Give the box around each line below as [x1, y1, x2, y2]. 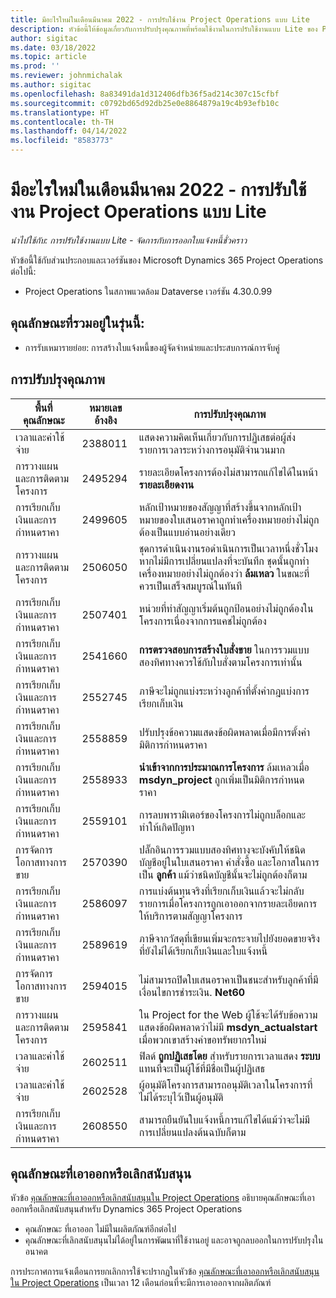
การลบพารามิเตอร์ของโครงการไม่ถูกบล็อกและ [138, 807, 307, 821]
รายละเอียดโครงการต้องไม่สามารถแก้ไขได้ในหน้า [138, 465, 318, 479]
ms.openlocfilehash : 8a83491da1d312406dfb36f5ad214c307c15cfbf [10, 89, 280, 99]
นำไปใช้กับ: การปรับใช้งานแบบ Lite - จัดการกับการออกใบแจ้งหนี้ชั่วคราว [10, 234, 248, 246]
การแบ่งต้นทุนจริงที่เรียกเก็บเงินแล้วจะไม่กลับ [138, 884, 305, 898]
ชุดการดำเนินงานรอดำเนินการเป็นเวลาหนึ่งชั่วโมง [138, 541, 318, 555]
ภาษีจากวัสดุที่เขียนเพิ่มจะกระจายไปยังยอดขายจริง [138, 931, 321, 945]
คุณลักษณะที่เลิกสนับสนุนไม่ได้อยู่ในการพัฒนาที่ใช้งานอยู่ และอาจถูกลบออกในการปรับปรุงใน [24, 1234, 324, 1246]
